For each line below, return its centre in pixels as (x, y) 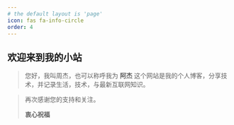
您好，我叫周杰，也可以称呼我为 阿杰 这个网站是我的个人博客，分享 (123, 76)
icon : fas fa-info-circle (45, 20)
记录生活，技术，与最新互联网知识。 (96, 85)
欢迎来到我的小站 (45, 57)
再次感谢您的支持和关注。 (62, 100)
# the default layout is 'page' (55, 14)
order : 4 (20, 27)
